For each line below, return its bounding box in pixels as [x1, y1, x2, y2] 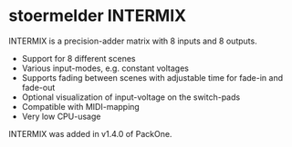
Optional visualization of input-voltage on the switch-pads [21, 92, 241, 103]
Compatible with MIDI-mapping [21, 101, 141, 112]
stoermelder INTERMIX [8, 5, 187, 26]
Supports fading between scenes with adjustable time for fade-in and [21, 72, 284, 83]
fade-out [21, 82, 56, 93]
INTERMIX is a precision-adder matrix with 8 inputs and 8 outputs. [8, 35, 257, 46]
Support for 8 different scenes [21, 53, 136, 64]
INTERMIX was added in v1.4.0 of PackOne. [8, 128, 172, 139]
